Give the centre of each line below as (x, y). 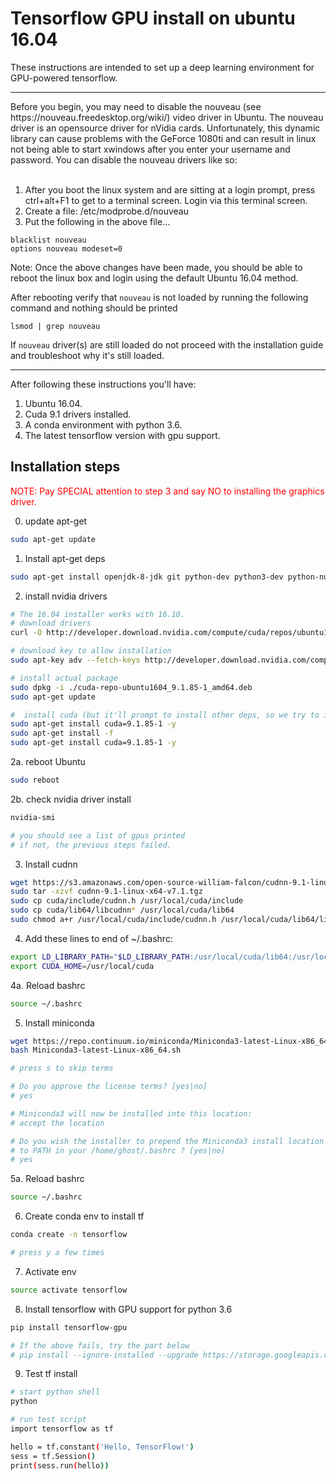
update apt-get (56, 521)
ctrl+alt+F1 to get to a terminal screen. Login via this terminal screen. (166, 200)
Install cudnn (51, 864)
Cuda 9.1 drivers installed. (78, 414)
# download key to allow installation (91, 651)
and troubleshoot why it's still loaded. (87, 355)
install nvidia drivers (66, 596)
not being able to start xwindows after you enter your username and (150, 149)
